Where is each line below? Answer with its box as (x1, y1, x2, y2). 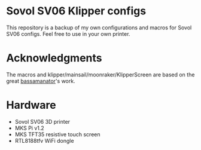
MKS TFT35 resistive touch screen (14, 130, 100, 138)
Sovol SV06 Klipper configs (6, 4, 147, 18)
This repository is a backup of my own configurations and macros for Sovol (6, 24, 192, 31)
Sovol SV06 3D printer (14, 118, 71, 125)
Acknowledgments (6, 51, 103, 65)
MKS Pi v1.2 (14, 124, 45, 131)
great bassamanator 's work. (6, 77, 76, 84)
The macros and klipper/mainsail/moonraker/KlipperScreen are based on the (6, 71, 195, 78)
